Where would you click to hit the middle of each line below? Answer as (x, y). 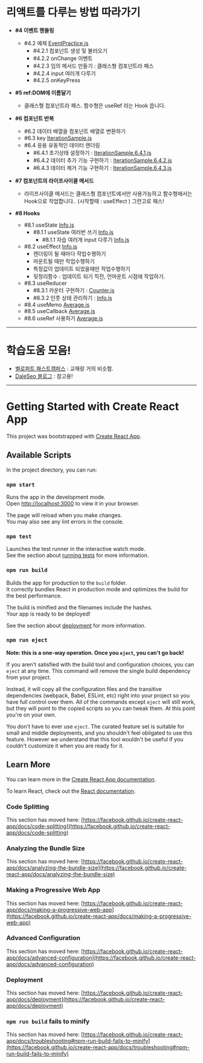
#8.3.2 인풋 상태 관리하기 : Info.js (72, 297)
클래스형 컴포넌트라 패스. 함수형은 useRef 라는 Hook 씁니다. (95, 105)
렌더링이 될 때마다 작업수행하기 (69, 253)
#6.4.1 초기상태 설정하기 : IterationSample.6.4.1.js (92, 152)
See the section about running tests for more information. (78, 555)
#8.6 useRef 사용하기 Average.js (63, 318)
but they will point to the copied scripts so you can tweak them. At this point (101, 708)
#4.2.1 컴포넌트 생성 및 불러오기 (70, 50)
